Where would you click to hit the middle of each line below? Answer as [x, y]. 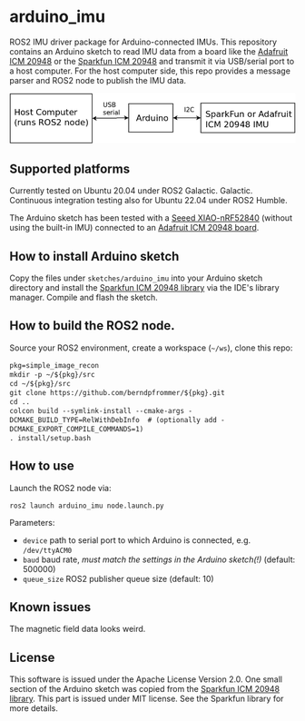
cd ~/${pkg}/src [40, 383]
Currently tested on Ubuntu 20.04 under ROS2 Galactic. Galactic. [131, 191]
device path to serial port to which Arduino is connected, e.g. [137, 540]
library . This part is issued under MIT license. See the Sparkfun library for [147, 699]
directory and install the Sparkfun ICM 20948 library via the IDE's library [144, 287]
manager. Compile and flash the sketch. [84, 297]
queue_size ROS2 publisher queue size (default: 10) [118, 578]
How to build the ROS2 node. [92, 326]
